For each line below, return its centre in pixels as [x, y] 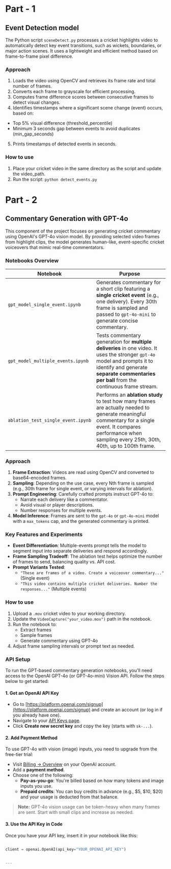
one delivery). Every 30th [126, 301]
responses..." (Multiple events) [53, 589]
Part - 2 [21, 200]
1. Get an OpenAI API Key [32, 693]
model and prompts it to [125, 361]
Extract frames [36, 630]
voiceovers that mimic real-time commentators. [55, 247]
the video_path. [29, 174]
